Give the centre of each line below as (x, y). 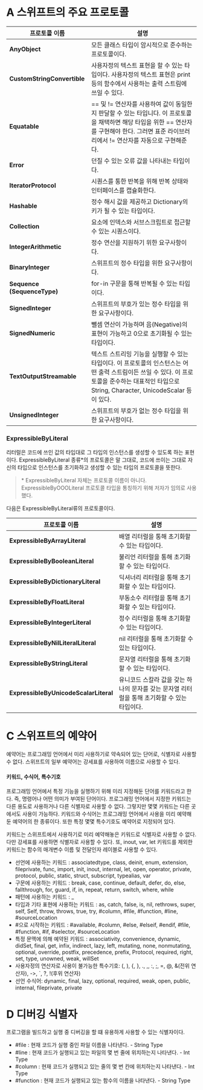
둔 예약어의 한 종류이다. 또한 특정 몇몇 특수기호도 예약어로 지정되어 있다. (91, 822)
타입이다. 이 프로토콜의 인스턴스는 (136, 363)
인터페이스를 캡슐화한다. (123, 190)
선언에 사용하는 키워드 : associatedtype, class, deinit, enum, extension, (101, 862)
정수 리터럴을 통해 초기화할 (155, 619)
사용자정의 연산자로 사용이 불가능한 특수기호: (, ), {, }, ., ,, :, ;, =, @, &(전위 (102, 966)
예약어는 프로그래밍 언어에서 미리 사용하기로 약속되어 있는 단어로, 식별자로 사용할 (101, 754)
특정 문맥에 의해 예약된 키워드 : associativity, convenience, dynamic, (98, 939)
